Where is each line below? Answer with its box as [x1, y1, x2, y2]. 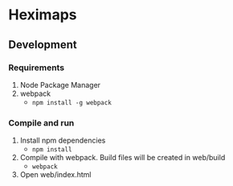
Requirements [8, 62, 65, 73]
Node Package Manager [19, 80, 101, 89]
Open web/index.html [19, 170, 92, 180]
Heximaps [8, 6, 78, 24]
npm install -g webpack [31, 98, 112, 106]
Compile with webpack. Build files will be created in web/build [19, 153, 226, 163]
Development [8, 38, 78, 52]
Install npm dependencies [19, 135, 106, 146]
